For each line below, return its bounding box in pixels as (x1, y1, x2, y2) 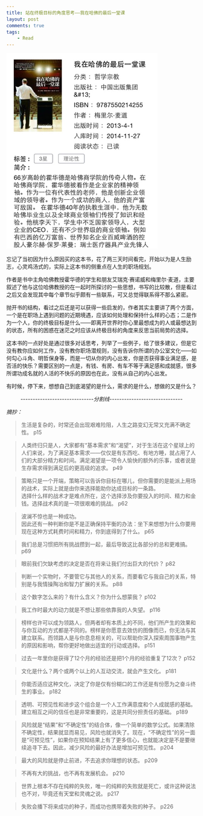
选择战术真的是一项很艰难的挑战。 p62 (31, 500, 128, 507)
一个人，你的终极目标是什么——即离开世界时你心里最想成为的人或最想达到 (11, 319, 197, 326)
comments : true (6, 22, 45, 28)
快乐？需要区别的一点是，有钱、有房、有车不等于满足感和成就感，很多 (22, 362, 197, 369)
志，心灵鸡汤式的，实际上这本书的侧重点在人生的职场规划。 (6, 263, 155, 271)
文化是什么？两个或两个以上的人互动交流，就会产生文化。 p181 (21, 668, 176, 675)
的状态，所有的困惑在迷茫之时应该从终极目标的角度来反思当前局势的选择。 (6, 327, 192, 334)
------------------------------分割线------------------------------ (20, 395, 183, 403)
